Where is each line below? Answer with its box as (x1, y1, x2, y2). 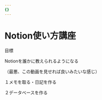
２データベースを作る (4, 90, 48, 96)
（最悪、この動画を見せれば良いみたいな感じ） (4, 68, 100, 74)
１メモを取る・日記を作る (4, 79, 57, 85)
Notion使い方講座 (4, 30, 76, 41)
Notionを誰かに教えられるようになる (4, 58, 79, 64)
